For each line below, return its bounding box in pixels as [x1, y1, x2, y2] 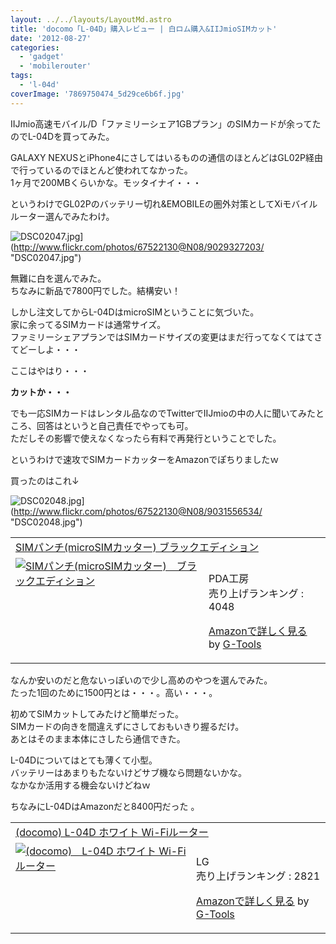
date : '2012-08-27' [10, 33, 92, 43]
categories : [10, 42, 60, 53]
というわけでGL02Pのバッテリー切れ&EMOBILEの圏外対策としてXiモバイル [10, 197, 318, 210]
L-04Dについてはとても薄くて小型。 [10, 754, 158, 766]
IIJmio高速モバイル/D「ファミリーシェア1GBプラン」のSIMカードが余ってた [10, 117, 322, 130]
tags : [10, 71, 33, 81]
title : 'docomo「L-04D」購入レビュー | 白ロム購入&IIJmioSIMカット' [10, 24, 278, 34]
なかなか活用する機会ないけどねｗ [10, 779, 151, 791]
